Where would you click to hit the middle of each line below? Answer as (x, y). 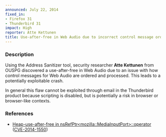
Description (20, 54)
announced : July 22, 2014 (32, 10)
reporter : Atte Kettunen (31, 33)
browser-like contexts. (28, 101)
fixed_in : (15, 14)
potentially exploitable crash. (34, 81)
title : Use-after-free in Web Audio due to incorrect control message (79, 37)
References (19, 114)
